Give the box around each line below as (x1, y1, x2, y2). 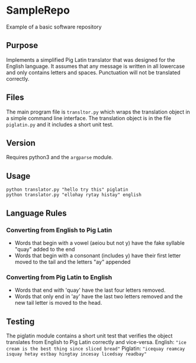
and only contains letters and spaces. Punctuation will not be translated (6, 69, 181, 76)
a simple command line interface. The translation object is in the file (6, 114, 172, 122)
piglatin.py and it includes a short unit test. (6, 121, 114, 128)
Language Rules (6, 208, 67, 218)
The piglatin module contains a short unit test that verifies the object (6, 332, 173, 339)
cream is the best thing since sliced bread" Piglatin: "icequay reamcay (6, 345, 185, 352)
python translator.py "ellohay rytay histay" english (6, 192, 142, 198)
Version (6, 138, 36, 148)
